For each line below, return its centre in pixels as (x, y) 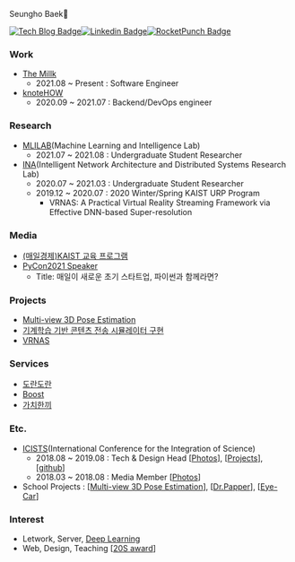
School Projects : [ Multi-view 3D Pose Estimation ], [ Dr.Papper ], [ (141, 486)
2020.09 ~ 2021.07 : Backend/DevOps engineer (124, 102)
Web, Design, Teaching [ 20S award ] (89, 549)
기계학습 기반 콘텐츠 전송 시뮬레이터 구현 (93, 331)
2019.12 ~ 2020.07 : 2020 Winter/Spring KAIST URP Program (147, 193)
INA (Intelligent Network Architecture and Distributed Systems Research (154, 164)
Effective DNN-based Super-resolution (121, 212)
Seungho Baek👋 (39, 14)
